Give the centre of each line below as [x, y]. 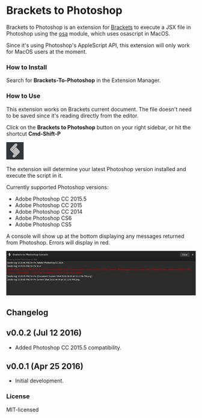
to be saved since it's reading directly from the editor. [72, 116]
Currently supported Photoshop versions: [58, 187]
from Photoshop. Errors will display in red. [58, 242]
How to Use [23, 96]
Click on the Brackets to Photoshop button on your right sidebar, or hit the [99, 127]
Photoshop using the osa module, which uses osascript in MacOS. [88, 33]
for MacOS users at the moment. [47, 51]
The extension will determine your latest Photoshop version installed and [96, 169]
